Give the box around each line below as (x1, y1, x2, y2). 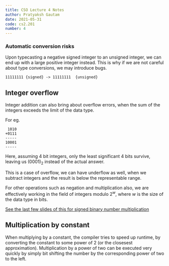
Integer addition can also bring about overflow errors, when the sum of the (5, 102, 160, 108)
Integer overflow (5, 88, 59, 97)
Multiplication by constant (5, 221, 90, 230)
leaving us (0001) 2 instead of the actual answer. (5, 158, 105, 166)
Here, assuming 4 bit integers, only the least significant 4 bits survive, (5, 153, 150, 159)
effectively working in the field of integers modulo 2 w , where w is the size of (5, 190, 164, 197)
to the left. (5, 255, 27, 261)
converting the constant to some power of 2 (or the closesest (5, 239, 133, 245)
